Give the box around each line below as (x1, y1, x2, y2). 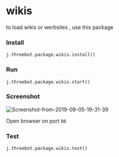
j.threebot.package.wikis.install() (6, 52, 96, 58)
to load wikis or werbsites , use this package (6, 24, 114, 31)
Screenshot (6, 93, 40, 101)
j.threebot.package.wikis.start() (6, 78, 91, 85)
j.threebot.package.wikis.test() (6, 146, 88, 152)
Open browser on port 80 (6, 117, 66, 125)
